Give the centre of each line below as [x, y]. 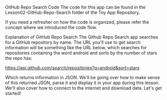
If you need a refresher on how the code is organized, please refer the [77, 22]
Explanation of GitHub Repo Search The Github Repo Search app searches [82, 37]
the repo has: [19, 58]
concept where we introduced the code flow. [51, 27]
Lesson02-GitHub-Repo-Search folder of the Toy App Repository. [73, 12]
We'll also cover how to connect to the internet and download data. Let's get [83, 88]
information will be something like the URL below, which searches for [76, 48]
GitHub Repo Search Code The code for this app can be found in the [76, 7]
